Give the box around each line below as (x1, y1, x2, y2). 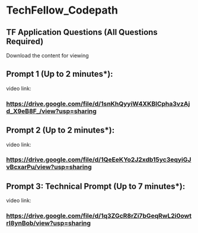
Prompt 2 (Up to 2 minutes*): (6, 125, 115, 135)
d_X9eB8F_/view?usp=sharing (6, 107, 97, 115)
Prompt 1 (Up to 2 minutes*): (6, 69, 114, 79)
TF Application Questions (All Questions (6, 27, 158, 37)
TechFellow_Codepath (6, 4, 119, 17)
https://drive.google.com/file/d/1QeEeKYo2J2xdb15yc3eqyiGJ (6, 156, 191, 164)
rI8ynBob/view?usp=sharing (6, 219, 91, 228)
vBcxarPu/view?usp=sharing (6, 163, 92, 171)
